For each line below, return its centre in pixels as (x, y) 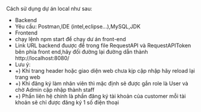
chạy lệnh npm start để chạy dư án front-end (70, 39)
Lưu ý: (23, 64)
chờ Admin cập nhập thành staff (55, 90)
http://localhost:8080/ (42, 58)
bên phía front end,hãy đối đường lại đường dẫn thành (81, 52)
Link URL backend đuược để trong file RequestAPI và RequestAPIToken (103, 45)
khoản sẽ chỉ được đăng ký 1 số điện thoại (67, 102)
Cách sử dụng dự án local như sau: (49, 9)
